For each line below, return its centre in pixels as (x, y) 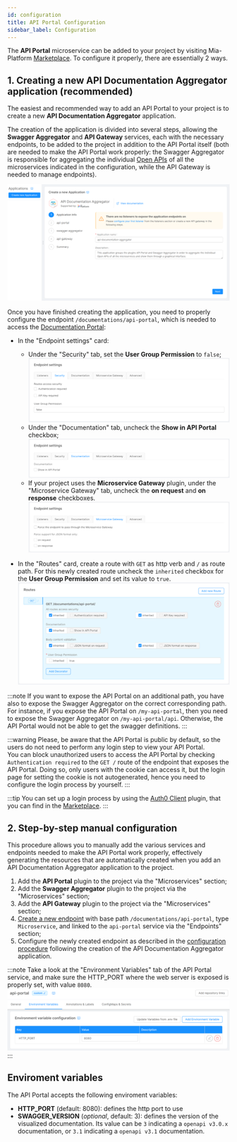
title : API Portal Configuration (56, 22)
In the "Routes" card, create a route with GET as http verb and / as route (121, 564)
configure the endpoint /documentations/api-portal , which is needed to (112, 319)
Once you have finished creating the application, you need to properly (109, 312)
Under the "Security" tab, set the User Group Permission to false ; (125, 354)
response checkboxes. (62, 498)
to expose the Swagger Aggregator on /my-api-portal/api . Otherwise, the (115, 719)
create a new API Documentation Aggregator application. (92, 116)
